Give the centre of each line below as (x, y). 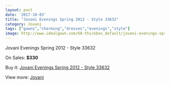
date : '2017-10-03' (26, 15)
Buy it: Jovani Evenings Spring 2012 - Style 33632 (58, 67)
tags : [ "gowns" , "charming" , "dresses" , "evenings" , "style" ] (68, 29)
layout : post (19, 10)
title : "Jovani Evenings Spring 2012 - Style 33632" (62, 19)
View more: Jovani (25, 77)
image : (12, 33)
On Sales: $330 (22, 58)
